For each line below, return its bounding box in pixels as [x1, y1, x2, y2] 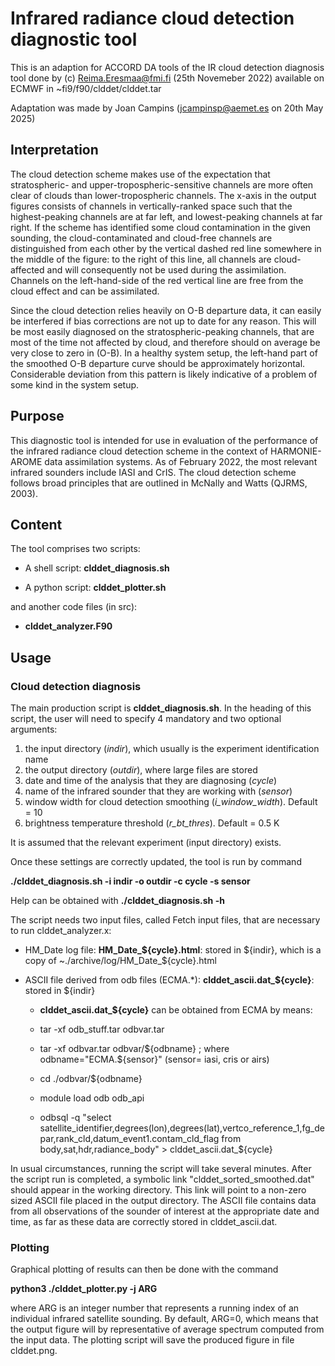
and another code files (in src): [10, 601, 138, 613]
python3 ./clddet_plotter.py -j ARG [10, 1283, 158, 1295]
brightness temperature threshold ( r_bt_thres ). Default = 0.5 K [24, 817, 280, 829]
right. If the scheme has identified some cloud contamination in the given [10, 221, 312, 233]
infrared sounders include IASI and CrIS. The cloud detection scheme [10, 466, 297, 478]
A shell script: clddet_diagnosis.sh [24, 562, 170, 574]
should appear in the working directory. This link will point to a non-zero [10, 1184, 307, 1196]
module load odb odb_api [39, 1092, 145, 1104]
